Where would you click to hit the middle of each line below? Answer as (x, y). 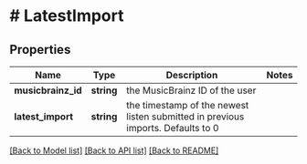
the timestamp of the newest (188, 105)
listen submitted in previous (185, 117)
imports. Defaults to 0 (173, 128)
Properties (40, 50)
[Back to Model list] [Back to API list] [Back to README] (114, 150)
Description (192, 75)
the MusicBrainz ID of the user (191, 90)
